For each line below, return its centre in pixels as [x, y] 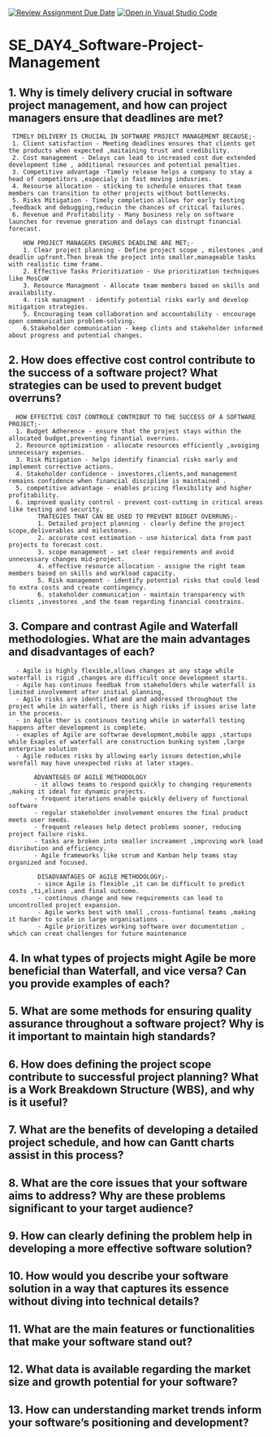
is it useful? [38, 1102]
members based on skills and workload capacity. [92, 573]
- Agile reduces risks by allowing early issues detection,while [129, 756]
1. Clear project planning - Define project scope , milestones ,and [143, 250]
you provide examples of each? [89, 984]
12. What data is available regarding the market [130, 1369]
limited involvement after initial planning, [86, 692]
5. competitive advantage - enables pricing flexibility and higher [134, 488]
